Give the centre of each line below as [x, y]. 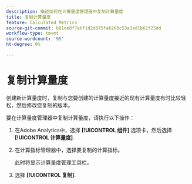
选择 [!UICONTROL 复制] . [45, 175]
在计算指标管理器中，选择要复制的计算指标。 [69, 150]
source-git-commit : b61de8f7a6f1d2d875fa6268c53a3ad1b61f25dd [84, 28]
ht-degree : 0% [23, 45]
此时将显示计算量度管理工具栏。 [53, 162]
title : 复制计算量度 [28, 17]
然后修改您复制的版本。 [45, 105]
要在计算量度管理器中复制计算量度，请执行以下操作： [70, 118]
